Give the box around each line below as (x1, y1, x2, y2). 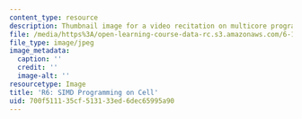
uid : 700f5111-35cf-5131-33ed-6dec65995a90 (9, 96, 175, 106)
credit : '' (17, 64, 58, 72)
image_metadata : (9, 47, 70, 55)
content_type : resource (9, 13, 99, 22)
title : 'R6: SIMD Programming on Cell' (9, 88, 159, 97)
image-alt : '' (17, 72, 70, 81)
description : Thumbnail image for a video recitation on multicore (9, 21, 268, 30)
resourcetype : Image (9, 80, 87, 89)
